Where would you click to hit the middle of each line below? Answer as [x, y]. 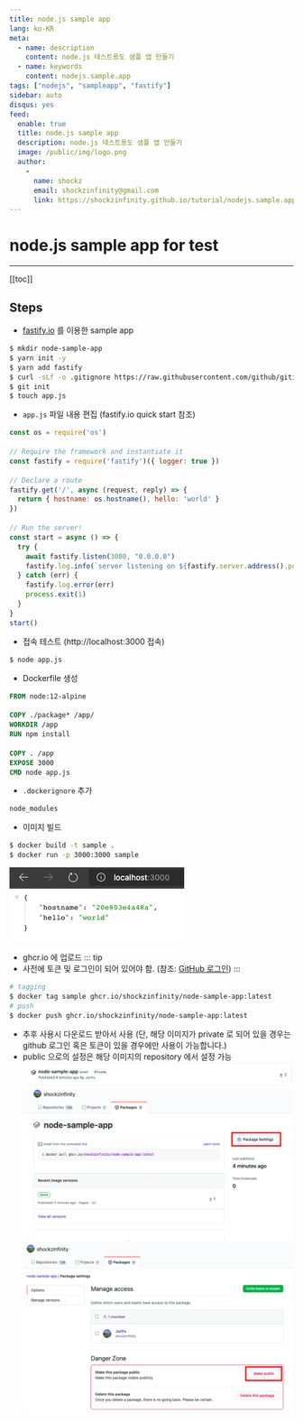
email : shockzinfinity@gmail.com [96, 190]
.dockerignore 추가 [57, 790]
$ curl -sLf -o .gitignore [60, 377]
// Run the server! [46, 528]
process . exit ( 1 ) [56, 595]
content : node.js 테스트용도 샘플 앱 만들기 [100, 57]
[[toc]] [21, 279]
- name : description [56, 48]
